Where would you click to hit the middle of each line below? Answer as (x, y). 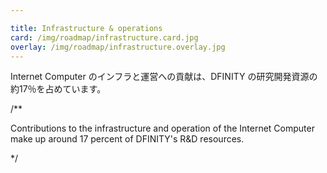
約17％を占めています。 (58, 89)
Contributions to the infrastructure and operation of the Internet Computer (162, 128)
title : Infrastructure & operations (86, 28)
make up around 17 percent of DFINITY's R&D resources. (127, 139)
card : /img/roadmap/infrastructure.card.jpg (104, 37)
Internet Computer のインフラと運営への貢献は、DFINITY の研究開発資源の (164, 77)
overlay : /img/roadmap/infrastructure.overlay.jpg (118, 47)
